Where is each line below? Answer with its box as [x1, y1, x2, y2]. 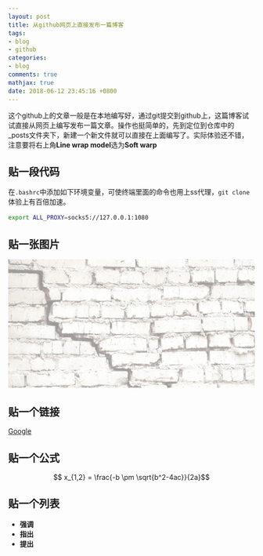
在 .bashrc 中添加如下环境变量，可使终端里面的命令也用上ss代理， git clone [8, 187, 250, 197]
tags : [8, 29, 26, 37]
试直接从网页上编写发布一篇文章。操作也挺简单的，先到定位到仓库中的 [8, 120, 235, 129]
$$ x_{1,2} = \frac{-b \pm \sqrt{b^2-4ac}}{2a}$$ [53, 472, 210, 482]
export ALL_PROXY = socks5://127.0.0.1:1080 [8, 214, 149, 222]
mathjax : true [8, 78, 55, 86]
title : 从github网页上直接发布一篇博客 [8, 20, 124, 29]
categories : [8, 54, 47, 62]
